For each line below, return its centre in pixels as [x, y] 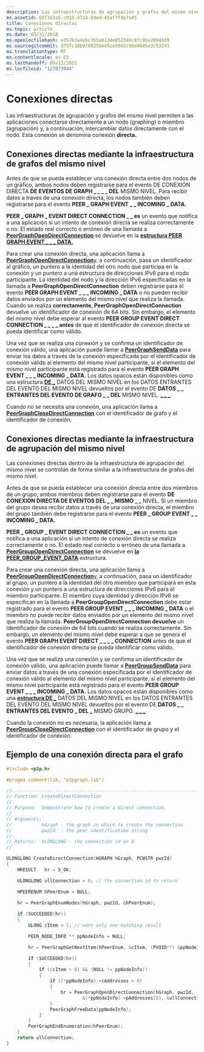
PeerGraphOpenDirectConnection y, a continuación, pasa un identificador [99, 260]
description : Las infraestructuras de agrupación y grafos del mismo [96, 12]
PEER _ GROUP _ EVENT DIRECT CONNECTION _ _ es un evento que [92, 532]
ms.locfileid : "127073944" [40, 69]
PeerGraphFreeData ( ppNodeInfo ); [90, 1009]
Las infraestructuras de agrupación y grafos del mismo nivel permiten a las [100, 116]
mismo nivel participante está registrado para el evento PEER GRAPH [93, 369]
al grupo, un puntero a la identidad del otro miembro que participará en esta [101, 582]
